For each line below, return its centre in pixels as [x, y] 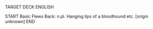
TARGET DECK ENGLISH [30, 7]
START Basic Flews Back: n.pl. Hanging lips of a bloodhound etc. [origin [77, 16]
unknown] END [20, 22]
